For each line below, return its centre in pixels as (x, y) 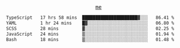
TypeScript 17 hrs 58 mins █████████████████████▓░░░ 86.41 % (90, 18)
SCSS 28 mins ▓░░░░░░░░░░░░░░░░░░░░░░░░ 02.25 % (90, 28)
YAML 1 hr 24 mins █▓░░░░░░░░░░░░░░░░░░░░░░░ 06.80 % (90, 23)
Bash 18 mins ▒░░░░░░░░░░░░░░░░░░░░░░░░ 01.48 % (90, 39)
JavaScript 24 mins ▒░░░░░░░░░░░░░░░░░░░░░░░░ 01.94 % (90, 34)
